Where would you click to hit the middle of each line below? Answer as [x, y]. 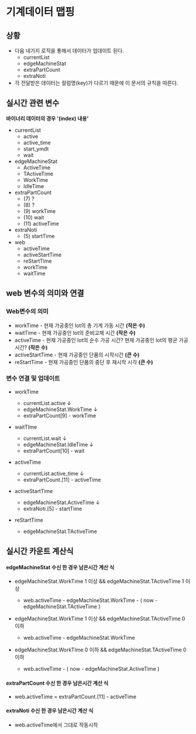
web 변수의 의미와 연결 [45, 293]
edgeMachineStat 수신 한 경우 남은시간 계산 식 [60, 567]
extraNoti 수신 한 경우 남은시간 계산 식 [50, 711]
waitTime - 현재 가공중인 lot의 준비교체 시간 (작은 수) [75, 332]
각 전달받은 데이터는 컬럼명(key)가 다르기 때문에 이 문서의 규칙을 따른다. [96, 83]
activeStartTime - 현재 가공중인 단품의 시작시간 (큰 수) [77, 355]
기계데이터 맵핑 [40, 12]
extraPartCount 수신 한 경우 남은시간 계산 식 [57, 683]
